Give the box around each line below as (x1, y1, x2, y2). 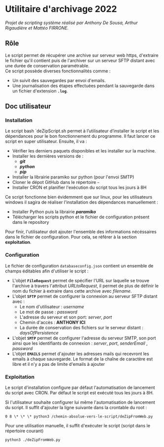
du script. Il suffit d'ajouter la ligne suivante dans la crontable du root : (5, 405, 147, 411)
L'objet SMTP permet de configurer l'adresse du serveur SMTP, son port (12, 335, 156, 341)
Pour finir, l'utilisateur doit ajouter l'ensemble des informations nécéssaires (5, 229, 157, 235)
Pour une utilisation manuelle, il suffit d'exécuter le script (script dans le (5, 423, 150, 429)
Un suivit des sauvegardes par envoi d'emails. (12, 77, 106, 83)
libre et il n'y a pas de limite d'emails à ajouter (12, 361, 105, 367)
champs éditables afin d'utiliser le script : (5, 268, 89, 274)
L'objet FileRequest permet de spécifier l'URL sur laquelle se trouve (12, 277, 149, 283)
